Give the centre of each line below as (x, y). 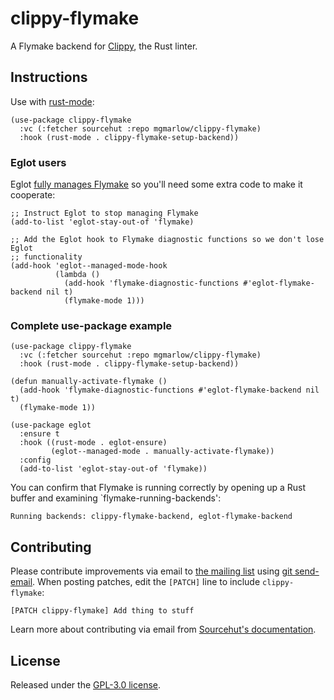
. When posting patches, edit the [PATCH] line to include (146, 582)
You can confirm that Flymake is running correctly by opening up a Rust (158, 488)
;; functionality (46, 257)
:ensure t (39, 434)
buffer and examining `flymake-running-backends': (116, 498)
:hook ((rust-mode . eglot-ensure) (93, 443)
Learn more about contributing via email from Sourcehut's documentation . (163, 629)
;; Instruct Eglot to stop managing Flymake (104, 213)
